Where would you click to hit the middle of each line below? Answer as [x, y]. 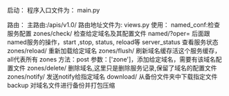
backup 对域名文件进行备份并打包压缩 [61, 85]
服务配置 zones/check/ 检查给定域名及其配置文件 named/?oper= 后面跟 [109, 33]
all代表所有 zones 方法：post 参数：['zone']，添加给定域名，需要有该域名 [111, 59]
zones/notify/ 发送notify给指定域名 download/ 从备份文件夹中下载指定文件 [112, 77]
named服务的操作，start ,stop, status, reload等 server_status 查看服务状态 [113, 42]
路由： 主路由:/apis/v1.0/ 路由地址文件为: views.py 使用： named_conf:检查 [113, 25]
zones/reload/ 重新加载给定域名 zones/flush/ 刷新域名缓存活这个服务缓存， [114, 51]
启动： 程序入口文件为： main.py [54, 10]
